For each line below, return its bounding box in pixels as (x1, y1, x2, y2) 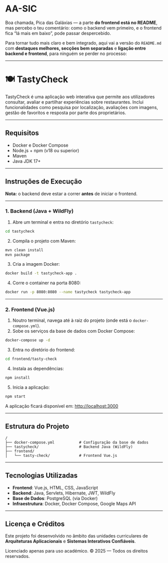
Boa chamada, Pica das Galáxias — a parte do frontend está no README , (5, 20, 157, 26)
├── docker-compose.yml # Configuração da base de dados (5, 440, 149, 445)
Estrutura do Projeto (5, 422, 69, 431)
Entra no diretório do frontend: (12, 347, 75, 353)
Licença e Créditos (5, 519, 65, 528)
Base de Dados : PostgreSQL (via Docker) (12, 495, 98, 501)
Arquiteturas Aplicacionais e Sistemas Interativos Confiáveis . (5, 538, 136, 544)
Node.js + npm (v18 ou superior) (12, 147, 79, 153)
